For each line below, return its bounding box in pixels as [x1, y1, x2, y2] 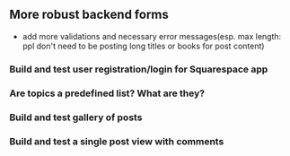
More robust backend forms [9, 7, 169, 22]
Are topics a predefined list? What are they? [9, 87, 205, 100]
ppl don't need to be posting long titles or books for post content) [22, 40, 265, 51]
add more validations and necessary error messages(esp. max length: [22, 30, 282, 41]
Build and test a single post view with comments [9, 134, 224, 147]
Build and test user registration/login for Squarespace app [9, 63, 268, 75]
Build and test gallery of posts [9, 111, 143, 124]
